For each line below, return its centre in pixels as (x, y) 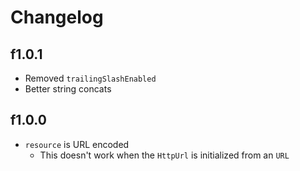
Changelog (57, 17)
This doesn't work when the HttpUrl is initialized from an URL (164, 155)
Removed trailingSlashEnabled (90, 78)
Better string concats (68, 89)
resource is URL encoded (77, 144)
